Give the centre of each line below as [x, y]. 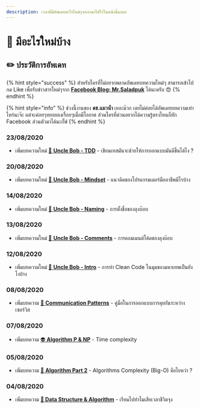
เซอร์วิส [22, 310]
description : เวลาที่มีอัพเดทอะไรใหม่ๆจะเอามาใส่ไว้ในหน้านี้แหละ [67, 12]
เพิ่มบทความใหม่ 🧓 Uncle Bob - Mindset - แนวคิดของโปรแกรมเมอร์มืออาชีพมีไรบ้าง [103, 180]
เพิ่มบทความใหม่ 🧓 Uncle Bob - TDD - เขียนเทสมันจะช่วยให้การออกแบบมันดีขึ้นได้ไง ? [104, 150]
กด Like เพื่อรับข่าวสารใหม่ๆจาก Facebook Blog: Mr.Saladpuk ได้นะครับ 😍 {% [93, 89]
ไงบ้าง [21, 274]
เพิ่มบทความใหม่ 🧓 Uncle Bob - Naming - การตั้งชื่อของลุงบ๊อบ [82, 209]
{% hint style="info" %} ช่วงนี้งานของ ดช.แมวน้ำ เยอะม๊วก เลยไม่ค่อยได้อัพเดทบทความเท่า [100, 108]
